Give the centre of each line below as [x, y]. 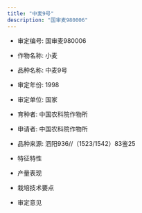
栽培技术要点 [35, 187]
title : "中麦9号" [30, 13]
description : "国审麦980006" [48, 20]
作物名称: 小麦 [37, 55]
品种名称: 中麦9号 [42, 70]
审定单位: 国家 [37, 99]
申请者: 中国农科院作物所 [52, 129]
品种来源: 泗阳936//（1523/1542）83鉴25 [76, 143]
